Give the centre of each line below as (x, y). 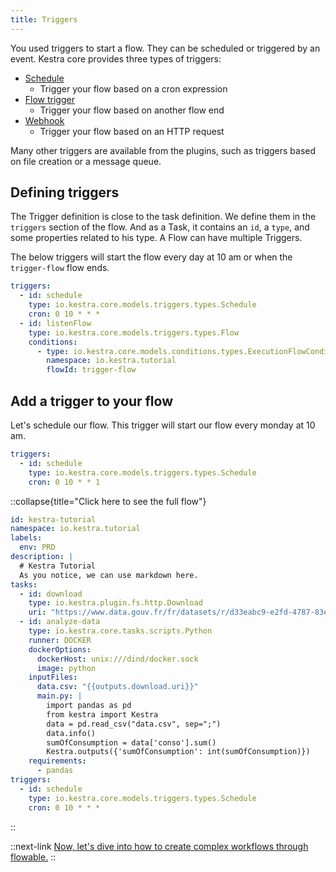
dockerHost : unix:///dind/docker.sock (117, 659)
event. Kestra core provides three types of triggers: (116, 58)
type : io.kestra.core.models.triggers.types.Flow (134, 332)
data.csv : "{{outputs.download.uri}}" (117, 687)
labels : (26, 538)
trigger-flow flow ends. (60, 268)
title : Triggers (44, 19)
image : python (66, 668)
